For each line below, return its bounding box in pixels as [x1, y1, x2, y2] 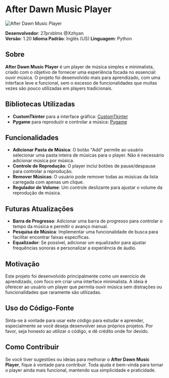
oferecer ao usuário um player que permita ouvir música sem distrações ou [5, 284, 162, 290]
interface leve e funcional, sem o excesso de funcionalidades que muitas [5, 80, 157, 86]
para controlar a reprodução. [12, 168, 73, 174]
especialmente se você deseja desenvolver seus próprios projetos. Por [5, 323, 153, 329]
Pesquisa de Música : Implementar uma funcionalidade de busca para [12, 229, 158, 235]
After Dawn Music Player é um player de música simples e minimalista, [5, 63, 154, 69]
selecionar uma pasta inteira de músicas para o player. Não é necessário [12, 152, 164, 158]
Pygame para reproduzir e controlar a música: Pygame [12, 119, 128, 125]
